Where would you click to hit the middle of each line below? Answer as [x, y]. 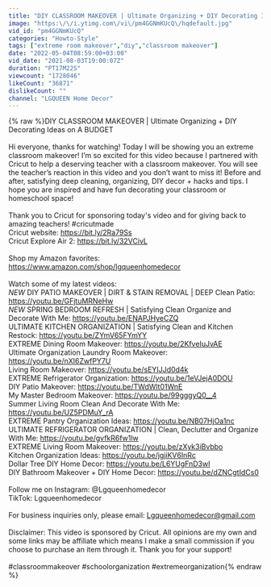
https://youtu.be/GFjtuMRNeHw [61, 301]
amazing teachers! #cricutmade [61, 224]
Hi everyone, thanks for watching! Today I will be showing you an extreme [131, 147]
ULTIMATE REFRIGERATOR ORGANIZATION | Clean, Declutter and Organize [133, 430]
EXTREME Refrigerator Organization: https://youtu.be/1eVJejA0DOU [121, 378]
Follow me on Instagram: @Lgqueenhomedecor [88, 489]
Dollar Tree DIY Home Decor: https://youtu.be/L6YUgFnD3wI [109, 464]
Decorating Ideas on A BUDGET [61, 130]
